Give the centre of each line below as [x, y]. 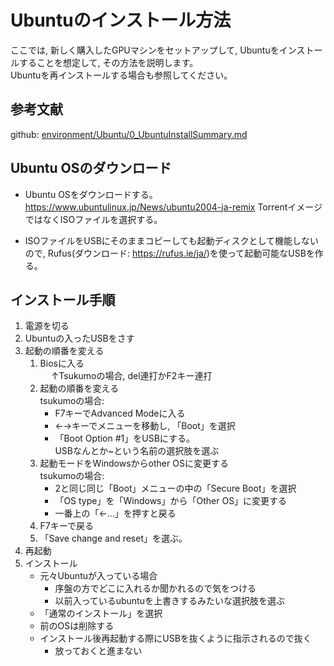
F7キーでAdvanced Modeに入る [120, 413]
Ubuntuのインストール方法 [121, 20]
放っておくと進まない [98, 651]
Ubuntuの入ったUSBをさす [79, 338]
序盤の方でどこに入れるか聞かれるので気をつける [155, 588]
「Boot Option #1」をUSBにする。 [124, 438]
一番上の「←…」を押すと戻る [115, 513]
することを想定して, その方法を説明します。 [108, 62]
